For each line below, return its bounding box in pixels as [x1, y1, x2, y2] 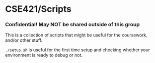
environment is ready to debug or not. [5, 52, 83, 58]
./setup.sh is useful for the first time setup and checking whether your [5, 47, 150, 53]
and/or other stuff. [5, 37, 43, 43]
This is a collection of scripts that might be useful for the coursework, [5, 32, 148, 38]
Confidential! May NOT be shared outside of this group [5, 21, 140, 28]
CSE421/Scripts [5, 3, 72, 15]
